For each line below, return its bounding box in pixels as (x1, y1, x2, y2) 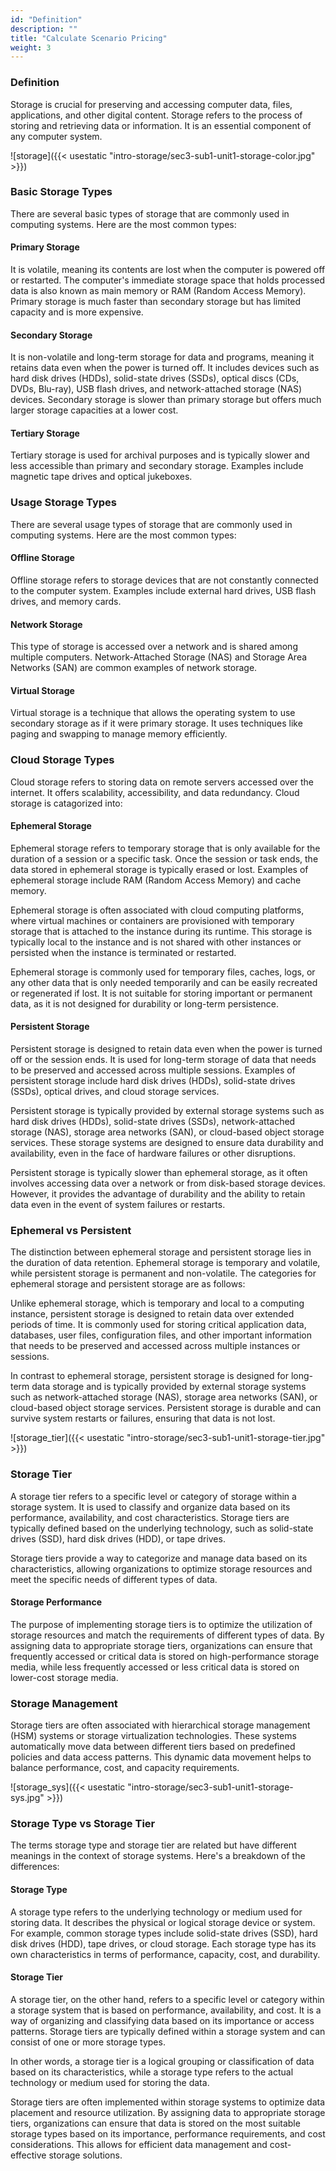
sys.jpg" (10, 1792, 45, 1804)
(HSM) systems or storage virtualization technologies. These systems (10, 1730, 297, 1742)
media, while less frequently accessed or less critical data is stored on (10, 1661, 300, 1673)
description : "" (10, 24, 78, 34)
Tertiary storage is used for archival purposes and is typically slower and (10, 449, 310, 461)
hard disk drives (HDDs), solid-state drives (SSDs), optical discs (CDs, (10, 372, 300, 385)
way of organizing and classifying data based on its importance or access (10, 2014, 315, 2026)
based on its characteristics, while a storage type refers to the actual (10, 2066, 294, 2078)
